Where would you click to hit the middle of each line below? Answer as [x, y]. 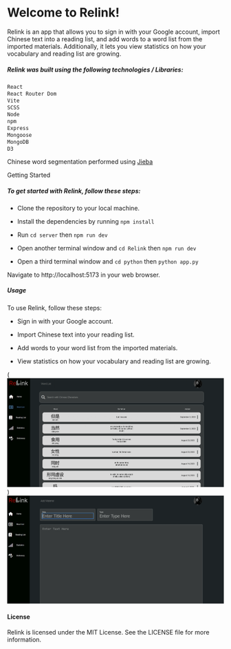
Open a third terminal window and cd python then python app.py [108, 261]
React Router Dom [32, 94]
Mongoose [20, 135]
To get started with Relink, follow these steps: [74, 191]
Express [18, 128]
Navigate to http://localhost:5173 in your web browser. [84, 275]
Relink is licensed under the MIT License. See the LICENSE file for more [108, 632]
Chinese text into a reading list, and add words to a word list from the [105, 39]
